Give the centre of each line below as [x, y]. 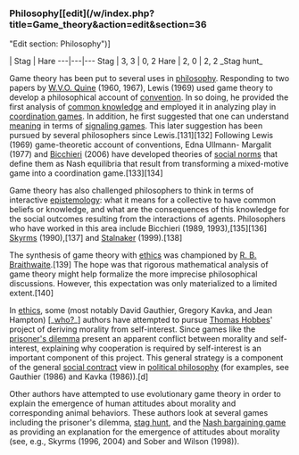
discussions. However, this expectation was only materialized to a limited [143, 284]
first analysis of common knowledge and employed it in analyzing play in [143, 107]
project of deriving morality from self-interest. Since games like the [133, 329]
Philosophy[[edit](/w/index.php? [82, 13]
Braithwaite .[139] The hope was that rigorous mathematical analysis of [139, 265]
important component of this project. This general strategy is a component [146, 358]
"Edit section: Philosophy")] [60, 44]
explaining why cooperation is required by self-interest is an [151, 348]
